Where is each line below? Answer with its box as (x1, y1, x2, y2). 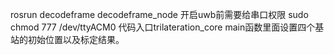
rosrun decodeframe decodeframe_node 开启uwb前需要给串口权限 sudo (10, 9, 309, 20)
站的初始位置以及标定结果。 (10, 34, 125, 45)
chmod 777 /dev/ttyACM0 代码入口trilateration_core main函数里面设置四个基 (10, 21, 325, 33)
